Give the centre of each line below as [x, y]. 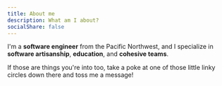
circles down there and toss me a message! [70, 75]
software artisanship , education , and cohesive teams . [88, 54]
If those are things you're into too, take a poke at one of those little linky [111, 68]
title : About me [31, 14]
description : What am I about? [53, 20]
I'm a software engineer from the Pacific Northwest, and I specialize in [110, 47]
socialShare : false [36, 27]
